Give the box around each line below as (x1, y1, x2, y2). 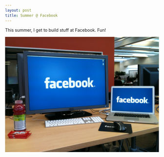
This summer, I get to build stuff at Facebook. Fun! (5, 27, 106, 33)
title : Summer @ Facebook (5, 13, 58, 18)
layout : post (5, 8, 32, 13)
